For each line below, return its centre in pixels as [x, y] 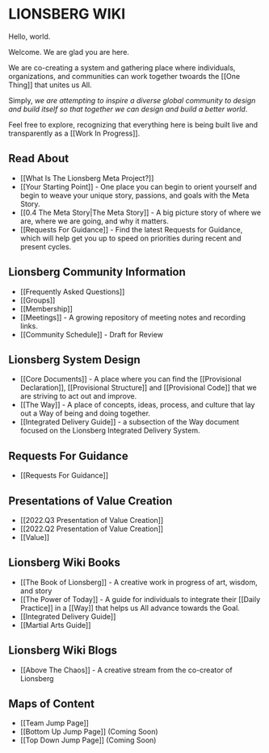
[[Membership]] [46, 308]
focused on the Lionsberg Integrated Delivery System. [110, 431]
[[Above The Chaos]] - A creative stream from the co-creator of [126, 670]
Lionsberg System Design [75, 360]
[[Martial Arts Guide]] [55, 625]
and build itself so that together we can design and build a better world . [128, 109]
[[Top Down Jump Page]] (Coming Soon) [88, 740]
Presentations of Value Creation [90, 501]
